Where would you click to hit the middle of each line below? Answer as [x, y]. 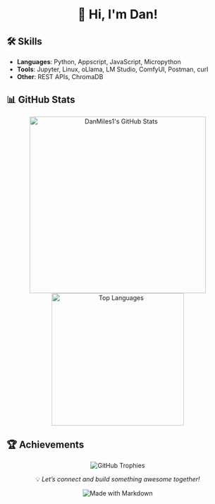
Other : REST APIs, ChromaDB [60, 77]
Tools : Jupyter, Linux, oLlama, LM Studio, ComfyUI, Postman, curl [112, 69]
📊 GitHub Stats [41, 100]
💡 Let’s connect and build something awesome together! [118, 479]
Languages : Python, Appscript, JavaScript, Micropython [99, 62]
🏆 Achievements [45, 445]
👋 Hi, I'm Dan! [118, 14]
